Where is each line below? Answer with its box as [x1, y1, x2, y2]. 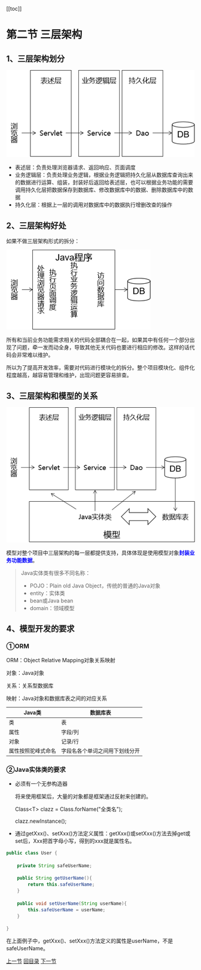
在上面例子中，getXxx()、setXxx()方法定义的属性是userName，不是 [6, 937, 173, 945]
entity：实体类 [29, 590, 65, 596]
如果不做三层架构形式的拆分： [6, 238, 80, 245]
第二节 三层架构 [6, 28, 83, 41]
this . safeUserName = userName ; [28, 907, 106, 913]
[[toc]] [6, 5, 22, 12]
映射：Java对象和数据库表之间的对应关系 [6, 695, 108, 702]
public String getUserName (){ [17, 875, 93, 881]
